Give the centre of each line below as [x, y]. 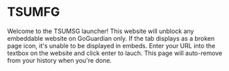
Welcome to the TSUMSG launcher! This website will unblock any [101, 31]
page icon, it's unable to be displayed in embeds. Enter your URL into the [111, 45]
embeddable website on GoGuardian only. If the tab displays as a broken [111, 38]
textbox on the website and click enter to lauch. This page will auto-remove [115, 53]
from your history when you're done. [60, 60]
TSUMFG [34, 12]
